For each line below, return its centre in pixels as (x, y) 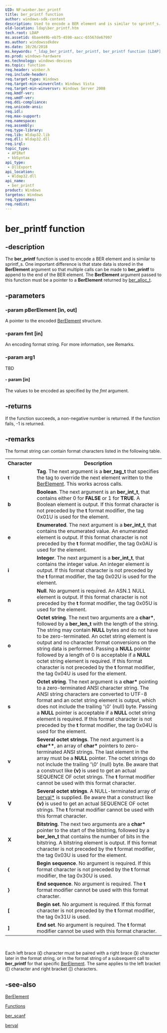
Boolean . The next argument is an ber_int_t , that (93, 492)
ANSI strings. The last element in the (106, 752)
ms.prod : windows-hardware (33, 56)
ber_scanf (15, 1016)
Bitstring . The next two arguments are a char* (91, 824)
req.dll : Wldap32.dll (28, 139)
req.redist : (17, 204)
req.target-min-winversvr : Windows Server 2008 (55, 88)
